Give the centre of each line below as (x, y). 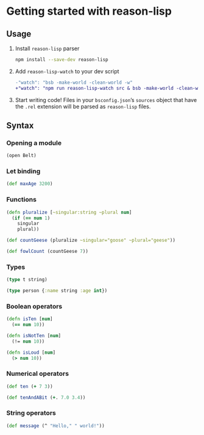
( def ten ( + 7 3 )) (30, 386)
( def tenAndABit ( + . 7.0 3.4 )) (46, 397)
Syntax (20, 126)
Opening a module (34, 143)
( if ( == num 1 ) (31, 218)
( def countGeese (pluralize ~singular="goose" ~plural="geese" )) (91, 240)
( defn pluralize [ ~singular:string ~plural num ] (69, 212)
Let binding (23, 171)
